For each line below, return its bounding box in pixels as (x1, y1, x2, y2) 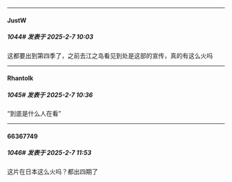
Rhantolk (7, 74, 34, 83)
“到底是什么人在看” (7, 110, 61, 118)
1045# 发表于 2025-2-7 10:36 (7, 90, 93, 99)
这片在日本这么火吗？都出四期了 (7, 167, 98, 176)
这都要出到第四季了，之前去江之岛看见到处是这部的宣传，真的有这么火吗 (7, 51, 213, 59)
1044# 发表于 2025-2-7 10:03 (7, 32, 94, 41)
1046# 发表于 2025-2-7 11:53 (7, 149, 92, 157)
